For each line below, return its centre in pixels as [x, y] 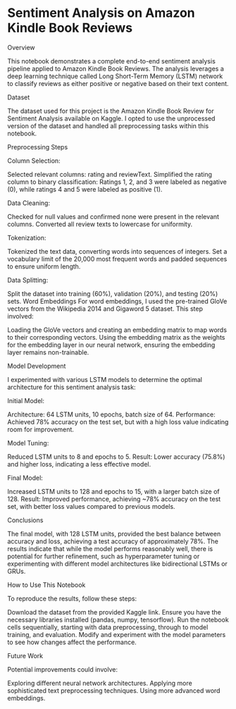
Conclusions [25, 520]
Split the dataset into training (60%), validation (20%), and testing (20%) [113, 293]
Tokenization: [27, 238]
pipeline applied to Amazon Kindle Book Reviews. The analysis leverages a [116, 68]
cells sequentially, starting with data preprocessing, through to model [108, 627]
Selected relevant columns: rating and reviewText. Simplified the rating [110, 174]
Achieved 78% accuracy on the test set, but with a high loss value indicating [118, 421]
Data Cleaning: [29, 203]
